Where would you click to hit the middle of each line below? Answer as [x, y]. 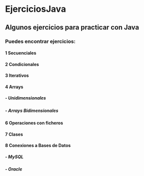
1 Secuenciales [21, 53]
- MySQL [14, 157]
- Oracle [14, 169]
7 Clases [14, 134]
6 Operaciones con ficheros [34, 123]
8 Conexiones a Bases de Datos [38, 145]
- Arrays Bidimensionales [32, 110]
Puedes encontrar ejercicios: [40, 41]
